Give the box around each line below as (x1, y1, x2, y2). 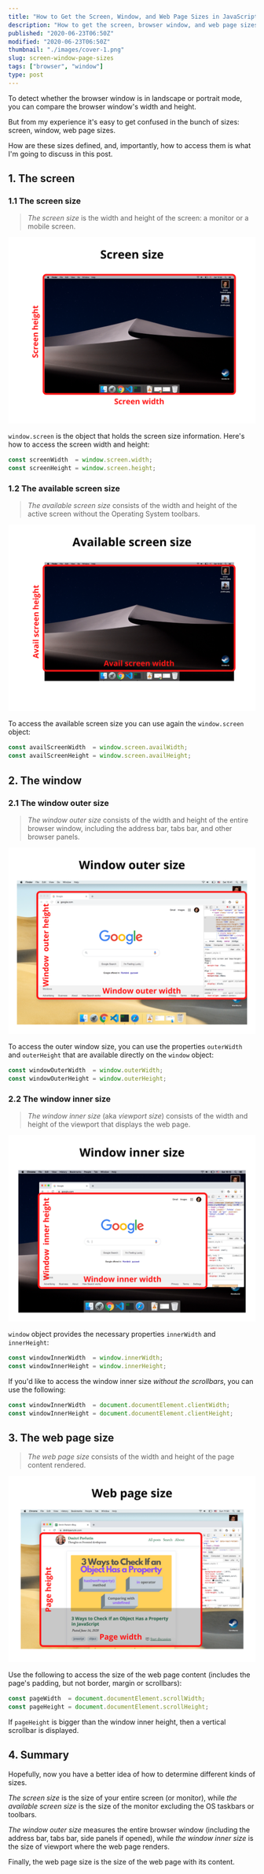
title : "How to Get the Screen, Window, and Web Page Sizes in (8, 13, 220, 20)
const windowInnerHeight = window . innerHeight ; (8, 1362, 167, 1370)
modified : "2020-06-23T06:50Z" (8, 38, 111, 46)
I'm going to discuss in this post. (8, 149, 113, 158)
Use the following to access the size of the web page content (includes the (8, 1670, 251, 1679)
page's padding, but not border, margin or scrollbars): (8, 1679, 182, 1688)
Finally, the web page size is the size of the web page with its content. (8, 1857, 236, 1866)
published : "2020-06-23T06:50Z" (8, 29, 114, 37)
